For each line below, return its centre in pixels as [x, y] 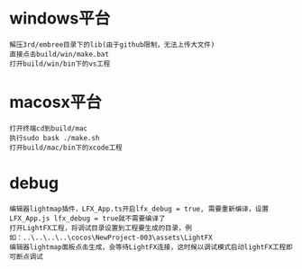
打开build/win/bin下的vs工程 [60, 64]
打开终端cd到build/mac [49, 128]
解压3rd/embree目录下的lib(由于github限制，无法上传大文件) [112, 45]
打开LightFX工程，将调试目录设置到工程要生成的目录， [97, 228]
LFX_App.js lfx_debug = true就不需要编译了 [87, 218]
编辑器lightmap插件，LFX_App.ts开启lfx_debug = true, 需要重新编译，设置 [139, 209]
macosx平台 [55, 102]
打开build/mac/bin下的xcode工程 [66, 148]
